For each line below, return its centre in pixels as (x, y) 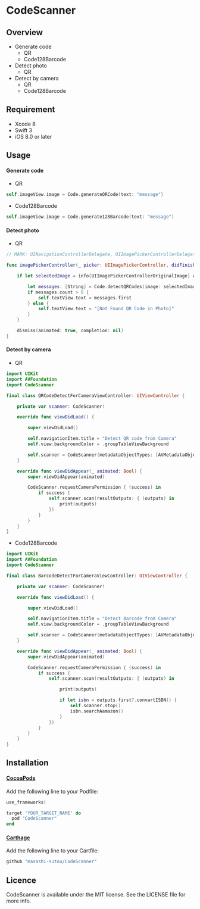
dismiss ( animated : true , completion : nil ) (70, 331)
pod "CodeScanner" (35, 819)
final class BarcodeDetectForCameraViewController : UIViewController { (97, 576)
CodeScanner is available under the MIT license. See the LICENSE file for (96, 895)
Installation (27, 763)
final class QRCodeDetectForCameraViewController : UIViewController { (96, 396)
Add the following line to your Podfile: (52, 791)
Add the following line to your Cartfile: (53, 851)
